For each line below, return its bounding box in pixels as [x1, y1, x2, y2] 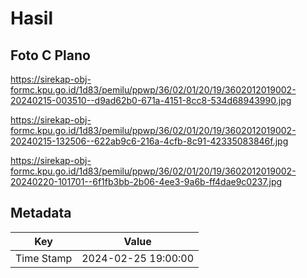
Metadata [10, 205, 72, 222]
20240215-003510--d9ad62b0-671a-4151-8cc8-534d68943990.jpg [10, 95, 292, 106]
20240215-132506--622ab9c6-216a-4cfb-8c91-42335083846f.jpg [10, 135, 289, 147]
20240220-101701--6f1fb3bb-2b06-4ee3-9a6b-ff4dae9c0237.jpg [10, 176, 283, 187]
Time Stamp [15, 251, 73, 265]
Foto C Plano [10, 47, 91, 64]
